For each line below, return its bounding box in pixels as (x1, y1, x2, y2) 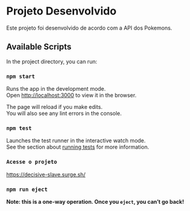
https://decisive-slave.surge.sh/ (6, 170, 86, 178)
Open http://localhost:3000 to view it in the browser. (6, 92, 137, 99)
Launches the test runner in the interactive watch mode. (6, 137, 146, 144)
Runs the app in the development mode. (6, 85, 106, 93)
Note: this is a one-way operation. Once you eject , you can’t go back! (6, 198, 185, 205)
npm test (6, 125, 32, 131)
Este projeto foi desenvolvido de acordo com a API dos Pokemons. (6, 24, 172, 31)
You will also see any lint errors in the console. (6, 110, 122, 117)
